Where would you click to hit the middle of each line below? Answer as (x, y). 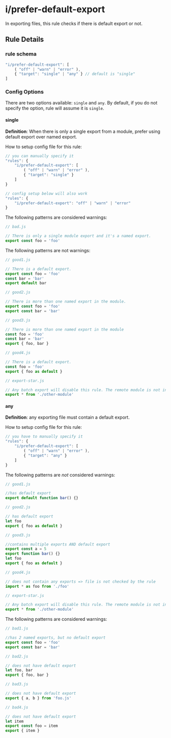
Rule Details (25, 39)
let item (15, 721)
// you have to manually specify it (44, 436)
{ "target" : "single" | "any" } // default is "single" (75, 74)
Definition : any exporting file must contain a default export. (67, 417)
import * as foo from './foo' (37, 586)
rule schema (21, 54)
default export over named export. (41, 136)
